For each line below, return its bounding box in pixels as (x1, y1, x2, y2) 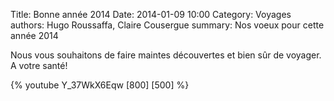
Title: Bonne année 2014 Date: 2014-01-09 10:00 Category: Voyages (10, 9, 292, 20)
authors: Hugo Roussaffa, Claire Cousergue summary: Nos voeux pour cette (10, 19, 325, 31)
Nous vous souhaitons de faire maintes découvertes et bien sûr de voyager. (10, 49, 322, 61)
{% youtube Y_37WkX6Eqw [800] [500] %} (10, 79, 190, 91)
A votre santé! (10, 60, 68, 71)
